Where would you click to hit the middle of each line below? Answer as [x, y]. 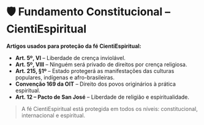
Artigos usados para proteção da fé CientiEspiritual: [74, 46]
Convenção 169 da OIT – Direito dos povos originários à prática [96, 84]
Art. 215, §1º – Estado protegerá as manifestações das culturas [95, 70]
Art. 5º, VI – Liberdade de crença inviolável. [70, 58]
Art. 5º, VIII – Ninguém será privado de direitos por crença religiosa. [101, 64]
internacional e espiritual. [53, 115]
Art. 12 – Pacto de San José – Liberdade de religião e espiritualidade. [102, 97]
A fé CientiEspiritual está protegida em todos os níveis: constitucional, [109, 108]
